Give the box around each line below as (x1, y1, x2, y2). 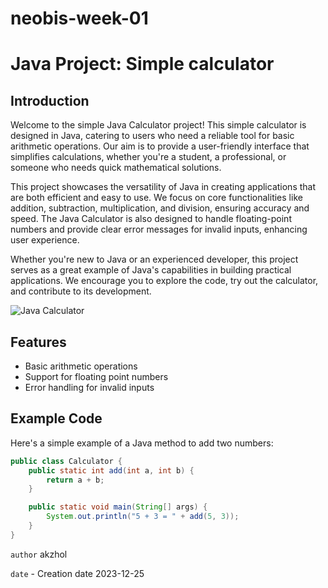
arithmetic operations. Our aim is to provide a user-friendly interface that (10, 140, 310, 152)
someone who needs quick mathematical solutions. (10, 162, 222, 174)
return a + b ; (46, 475, 105, 485)
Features (10, 333, 67, 351)
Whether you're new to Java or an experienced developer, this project (10, 253, 299, 266)
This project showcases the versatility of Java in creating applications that (10, 181, 317, 193)
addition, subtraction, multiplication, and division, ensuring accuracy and (10, 202, 310, 214)
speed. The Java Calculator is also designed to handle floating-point (10, 213, 292, 225)
